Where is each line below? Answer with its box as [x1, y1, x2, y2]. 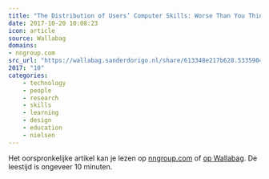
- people [22, 86, 52, 95]
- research [22, 94, 59, 102]
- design [22, 116, 52, 124]
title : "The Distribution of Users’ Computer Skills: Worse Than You [8, 11, 246, 20]
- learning [22, 109, 59, 117]
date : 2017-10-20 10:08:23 [8, 19, 98, 27]
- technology [22, 79, 66, 87]
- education [22, 124, 62, 132]
